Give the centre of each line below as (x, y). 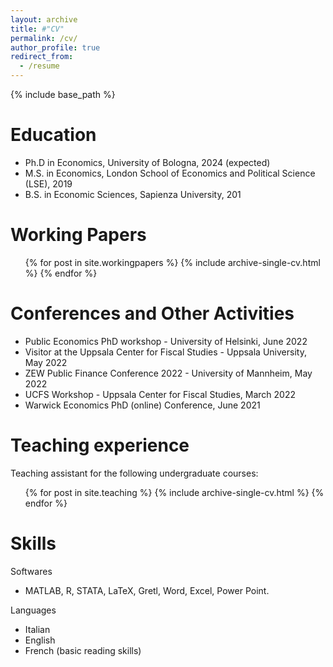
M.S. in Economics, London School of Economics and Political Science (170, 173)
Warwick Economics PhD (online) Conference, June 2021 (142, 405)
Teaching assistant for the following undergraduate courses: (134, 473)
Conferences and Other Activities (152, 313)
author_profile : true (55, 47)
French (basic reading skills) (83, 650)
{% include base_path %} (63, 94)
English (40, 640)
